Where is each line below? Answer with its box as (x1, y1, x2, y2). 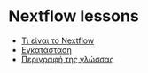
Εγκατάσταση (20, 44, 73, 55)
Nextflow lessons (8, 6, 139, 26)
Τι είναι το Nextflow (20, 35, 95, 46)
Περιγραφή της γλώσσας (20, 54, 114, 64)
